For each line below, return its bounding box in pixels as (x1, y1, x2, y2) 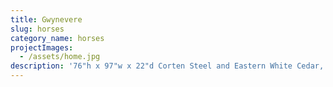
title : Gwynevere (10, 14, 83, 25)
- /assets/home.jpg (19, 52, 101, 62)
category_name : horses (10, 33, 105, 43)
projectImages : (10, 42, 74, 53)
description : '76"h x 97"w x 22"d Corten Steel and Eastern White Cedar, (10, 61, 325, 71)
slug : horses (10, 24, 65, 34)
